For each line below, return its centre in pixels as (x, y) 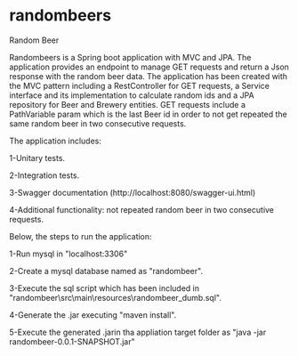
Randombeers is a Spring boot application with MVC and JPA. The (130, 57)
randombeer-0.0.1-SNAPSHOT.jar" (72, 341)
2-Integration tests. (44, 175)
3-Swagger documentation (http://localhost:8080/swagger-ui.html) (133, 192)
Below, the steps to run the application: (81, 236)
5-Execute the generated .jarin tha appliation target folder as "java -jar (138, 332)
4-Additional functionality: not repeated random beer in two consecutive (141, 209)
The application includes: (56, 141)
